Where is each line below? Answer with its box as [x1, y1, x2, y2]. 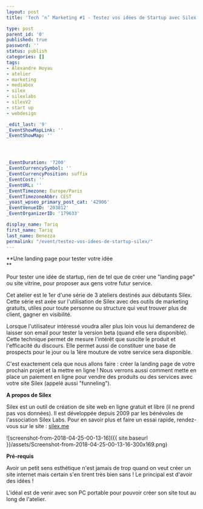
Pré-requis [6, 452, 35, 460]
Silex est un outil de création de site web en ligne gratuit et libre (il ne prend [6, 403, 195, 410]
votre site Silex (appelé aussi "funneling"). [6, 379, 111, 387]
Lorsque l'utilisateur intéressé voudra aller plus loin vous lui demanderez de [6, 323, 195, 330]
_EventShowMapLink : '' [6, 127, 64, 133]
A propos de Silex [6, 392, 52, 399]
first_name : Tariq [6, 227, 53, 233]
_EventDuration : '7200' [6, 159, 67, 166]
